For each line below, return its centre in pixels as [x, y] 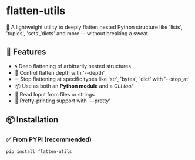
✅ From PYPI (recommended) [49, 139]
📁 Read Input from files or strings [55, 94]
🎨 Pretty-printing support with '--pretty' [62, 101]
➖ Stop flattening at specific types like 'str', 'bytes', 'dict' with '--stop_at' [102, 79]
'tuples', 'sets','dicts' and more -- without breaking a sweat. [78, 33]
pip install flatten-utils [39, 152]
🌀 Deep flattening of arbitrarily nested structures [73, 66]
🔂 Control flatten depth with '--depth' [60, 72]
